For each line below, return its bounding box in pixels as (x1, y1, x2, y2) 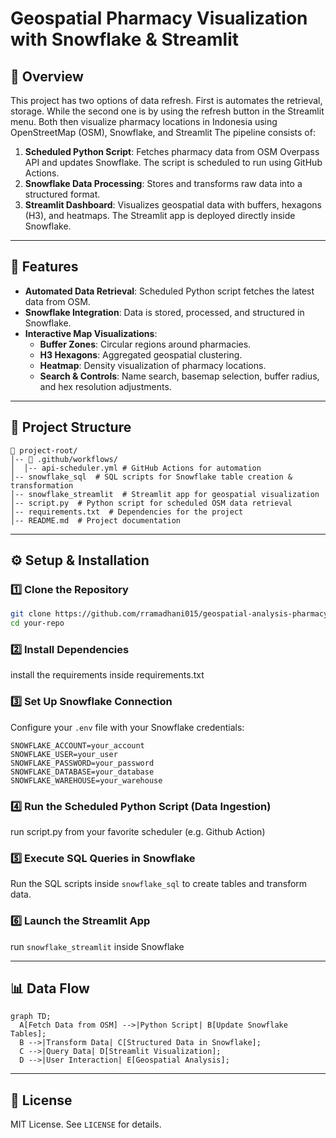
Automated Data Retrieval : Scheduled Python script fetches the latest (24, 285, 315, 297)
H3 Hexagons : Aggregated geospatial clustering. (39, 348, 243, 361)
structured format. (24, 188, 101, 200)
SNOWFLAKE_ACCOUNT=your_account (10, 740, 145, 751)
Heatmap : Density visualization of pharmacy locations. (39, 359, 267, 371)
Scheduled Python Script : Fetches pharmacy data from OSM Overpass (24, 146, 320, 157)
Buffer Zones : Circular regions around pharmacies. (39, 338, 252, 350)
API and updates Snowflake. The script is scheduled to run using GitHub (24, 157, 323, 168)
